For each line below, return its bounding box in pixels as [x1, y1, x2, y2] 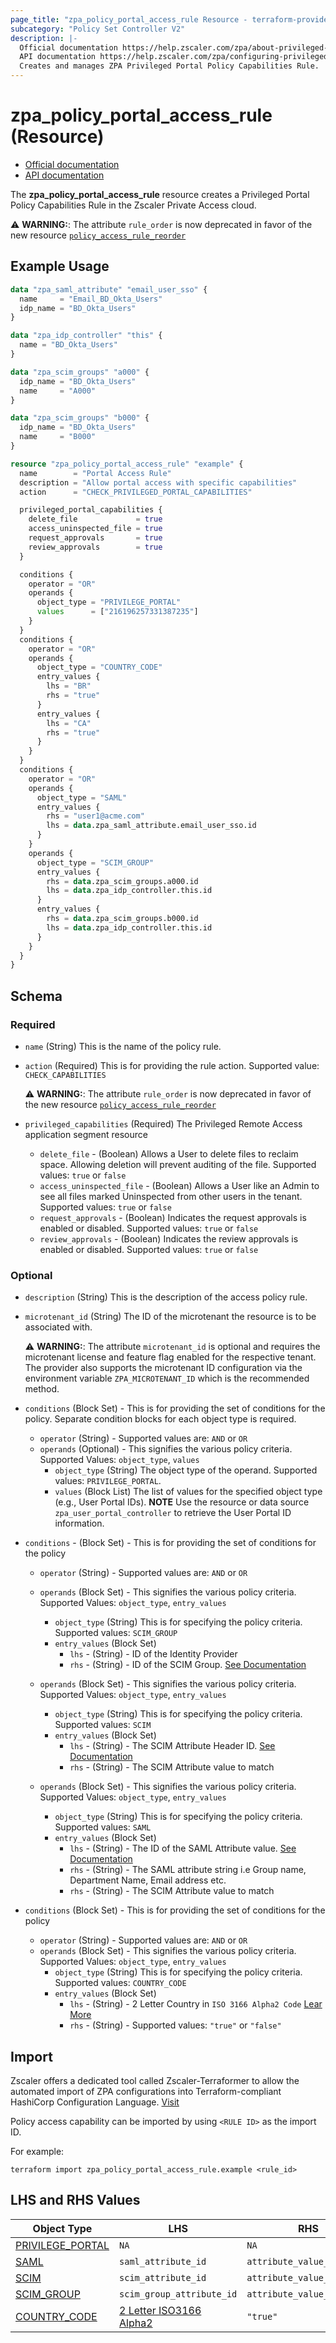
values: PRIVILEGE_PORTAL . [54, 1475, 162, 1487]
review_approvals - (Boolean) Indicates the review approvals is [39, 1232, 299, 1245]
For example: [10, 2146, 65, 2158]
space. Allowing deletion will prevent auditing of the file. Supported [39, 1158, 317, 1170]
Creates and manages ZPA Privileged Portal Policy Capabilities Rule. [19, 61, 320, 71]
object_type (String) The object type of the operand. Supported [54, 1464, 318, 1476]
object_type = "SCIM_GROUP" [36, 857, 155, 868]
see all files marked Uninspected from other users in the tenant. [39, 1190, 303, 1202]
